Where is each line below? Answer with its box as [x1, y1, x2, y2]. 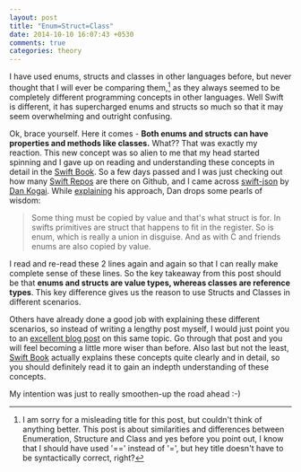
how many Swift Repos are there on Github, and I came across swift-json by [9, 176, 289, 187]
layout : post [9, 13, 58, 22]
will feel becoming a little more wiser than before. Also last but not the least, [9, 342, 289, 353]
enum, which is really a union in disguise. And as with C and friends [30, 231, 281, 242]
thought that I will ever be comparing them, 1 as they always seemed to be [9, 81, 280, 92]
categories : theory [9, 47, 82, 56]
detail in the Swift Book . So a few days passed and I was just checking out [9, 166, 283, 177]
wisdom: [9, 195, 41, 205]
